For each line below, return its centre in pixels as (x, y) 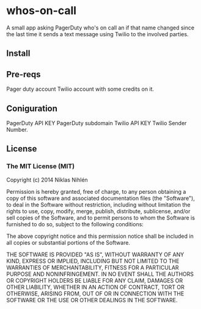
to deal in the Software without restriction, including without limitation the (98, 204)
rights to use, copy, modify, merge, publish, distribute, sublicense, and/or (98, 211)
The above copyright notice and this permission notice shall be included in (100, 236)
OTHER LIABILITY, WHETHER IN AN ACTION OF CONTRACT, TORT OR (95, 287)
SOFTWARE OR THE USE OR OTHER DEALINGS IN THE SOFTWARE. (92, 300)
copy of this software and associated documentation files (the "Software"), (101, 198)
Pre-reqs (24, 74)
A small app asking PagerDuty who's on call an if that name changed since (100, 28)
